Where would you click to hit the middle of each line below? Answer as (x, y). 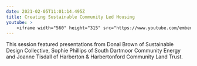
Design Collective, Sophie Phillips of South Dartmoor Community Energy (93, 51)
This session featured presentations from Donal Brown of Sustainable (90, 44)
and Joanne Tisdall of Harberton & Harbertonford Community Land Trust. (95, 57)
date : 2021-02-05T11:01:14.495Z (45, 11)
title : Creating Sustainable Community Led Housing (70, 17)
